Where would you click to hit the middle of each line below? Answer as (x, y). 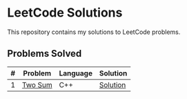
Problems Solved (45, 54)
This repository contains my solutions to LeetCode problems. (94, 32)
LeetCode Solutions (65, 13)
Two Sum (37, 84)
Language (76, 73)
